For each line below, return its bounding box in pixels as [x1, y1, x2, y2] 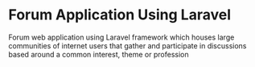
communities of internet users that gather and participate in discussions [8, 40, 247, 50]
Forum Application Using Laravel [8, 6, 232, 24]
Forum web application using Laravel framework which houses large [8, 32, 235, 42]
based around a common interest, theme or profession [8, 49, 189, 59]
